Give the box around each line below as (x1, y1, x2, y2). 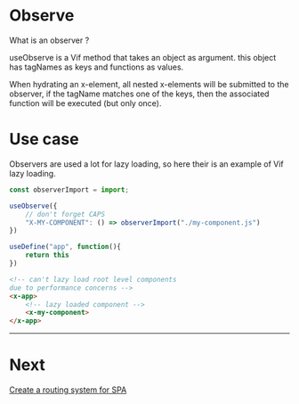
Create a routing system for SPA (9, 384, 127, 395)
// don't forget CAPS (25, 210, 105, 218)
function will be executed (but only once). (9, 97, 162, 108)
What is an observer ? (9, 35, 90, 45)
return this (25, 251, 69, 260)
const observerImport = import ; (9, 185, 129, 194)
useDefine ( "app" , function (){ (9, 243, 122, 251)
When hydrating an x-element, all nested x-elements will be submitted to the (9, 78, 289, 89)
